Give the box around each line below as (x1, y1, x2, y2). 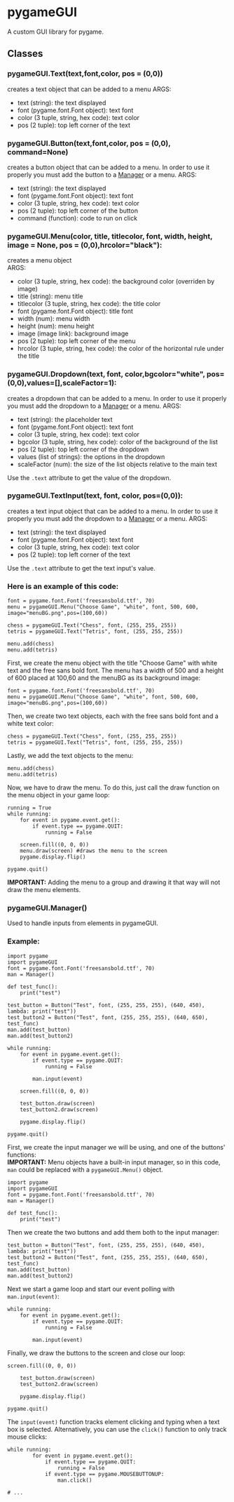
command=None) (7, 147, 69, 157)
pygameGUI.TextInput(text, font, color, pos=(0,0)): (7, 491, 184, 500)
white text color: (7, 719, 54, 728)
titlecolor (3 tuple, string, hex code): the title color (17, 300, 161, 308)
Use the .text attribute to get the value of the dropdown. (7, 473, 172, 481)
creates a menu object (7, 256, 72, 265)
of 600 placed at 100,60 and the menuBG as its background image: (7, 674, 201, 682)
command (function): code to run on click (17, 213, 138, 222)
